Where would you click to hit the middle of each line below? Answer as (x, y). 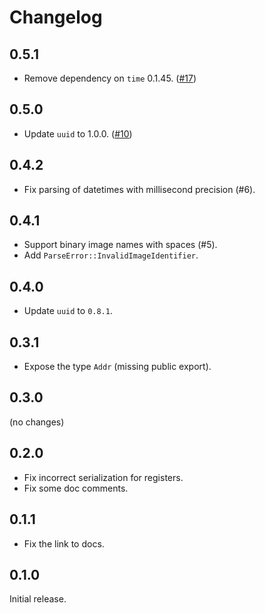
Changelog (56, 17)
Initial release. (38, 599)
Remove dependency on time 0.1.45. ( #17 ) (110, 78)
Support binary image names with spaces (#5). (120, 245)
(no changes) (37, 422)
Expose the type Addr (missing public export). (117, 367)
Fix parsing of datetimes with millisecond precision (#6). (139, 189)
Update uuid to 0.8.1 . (68, 311)
